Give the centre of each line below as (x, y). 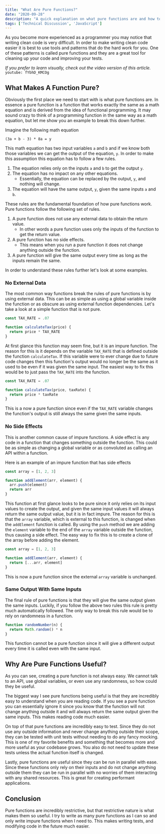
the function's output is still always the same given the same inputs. (74, 414)
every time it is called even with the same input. (53, 649)
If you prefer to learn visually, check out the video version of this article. (78, 68)
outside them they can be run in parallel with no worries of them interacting (81, 773)
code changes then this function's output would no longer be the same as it (82, 361)
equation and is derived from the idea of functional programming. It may (78, 110)
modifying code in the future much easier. (47, 826)
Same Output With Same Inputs (43, 589)
